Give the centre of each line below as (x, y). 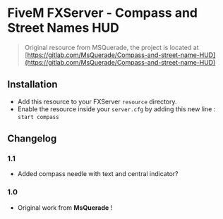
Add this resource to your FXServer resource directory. (97, 101)
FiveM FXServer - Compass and (102, 13)
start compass (38, 117)
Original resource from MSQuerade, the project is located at (111, 47)
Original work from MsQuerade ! (65, 207)
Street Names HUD (64, 28)
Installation (32, 85)
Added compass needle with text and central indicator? (98, 174)
